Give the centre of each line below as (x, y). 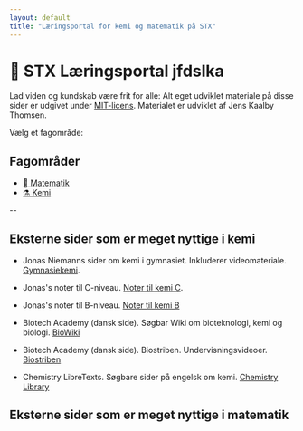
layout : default (40, 18)
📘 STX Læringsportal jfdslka (117, 71)
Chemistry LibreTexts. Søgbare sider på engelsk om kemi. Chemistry (150, 378)
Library (36, 387)
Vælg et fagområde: (47, 133)
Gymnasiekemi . (51, 270)
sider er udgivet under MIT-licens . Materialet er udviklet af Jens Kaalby (142, 106)
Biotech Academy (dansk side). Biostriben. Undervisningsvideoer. (145, 350)
